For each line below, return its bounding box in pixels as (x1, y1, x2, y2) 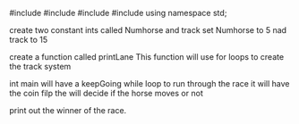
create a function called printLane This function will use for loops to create (9, 52, 285, 62)
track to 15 (9, 35, 48, 45)
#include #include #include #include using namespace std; (9, 8, 227, 18)
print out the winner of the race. (9, 105, 127, 115)
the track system (9, 62, 72, 71)
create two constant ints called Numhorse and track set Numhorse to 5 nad (9, 25, 287, 35)
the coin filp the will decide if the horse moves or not (9, 88, 203, 98)
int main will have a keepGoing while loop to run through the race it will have (9, 79, 290, 88)
